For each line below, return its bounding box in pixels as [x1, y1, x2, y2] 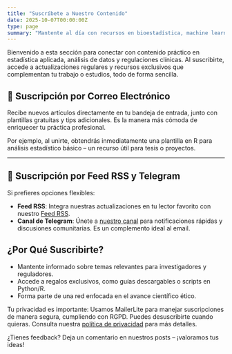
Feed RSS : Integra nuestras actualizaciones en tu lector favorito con [17, 201, 211, 210]
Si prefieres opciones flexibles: [7, 188, 95, 197]
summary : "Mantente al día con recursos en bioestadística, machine [7, 29, 209, 37]
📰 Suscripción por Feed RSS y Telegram [7, 170, 181, 182]
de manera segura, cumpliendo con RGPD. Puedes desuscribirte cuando [7, 312, 213, 321]
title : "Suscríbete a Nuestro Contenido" [7, 10, 128, 17]
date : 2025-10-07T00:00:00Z [7, 17, 88, 23]
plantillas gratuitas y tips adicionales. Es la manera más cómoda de [7, 116, 198, 124]
